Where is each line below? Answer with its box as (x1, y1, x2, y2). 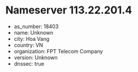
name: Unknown (13, 29, 54, 36)
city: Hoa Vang (13, 35, 50, 42)
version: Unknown (13, 54, 58, 61)
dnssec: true (13, 60, 44, 67)
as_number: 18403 (13, 23, 59, 30)
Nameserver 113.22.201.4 (5, 4, 132, 17)
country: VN (13, 42, 43, 49)
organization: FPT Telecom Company (13, 47, 103, 54)
